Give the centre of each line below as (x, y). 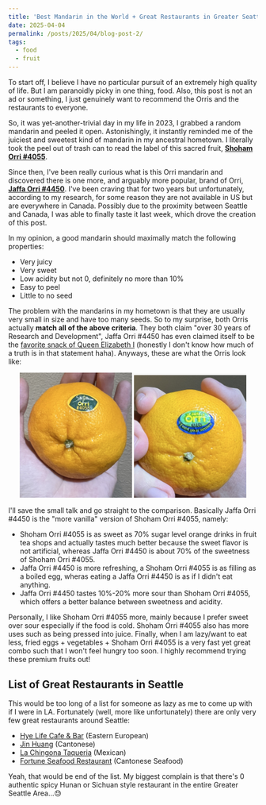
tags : (17, 42)
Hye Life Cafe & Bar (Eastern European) (84, 735)
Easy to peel (40, 287)
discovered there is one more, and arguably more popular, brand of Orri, (126, 180)
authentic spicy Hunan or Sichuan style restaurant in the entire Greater (123, 784)
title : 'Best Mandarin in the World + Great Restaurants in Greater (123, 17)
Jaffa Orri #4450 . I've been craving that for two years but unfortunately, (126, 189)
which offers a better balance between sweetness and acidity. (121, 602)
